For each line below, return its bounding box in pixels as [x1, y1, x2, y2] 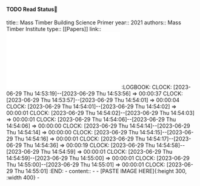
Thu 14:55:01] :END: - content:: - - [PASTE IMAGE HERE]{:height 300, [14, 168, 187, 175]
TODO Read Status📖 [6, 5, 58, 13]
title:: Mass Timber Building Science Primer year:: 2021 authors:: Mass [6, 19, 182, 26]
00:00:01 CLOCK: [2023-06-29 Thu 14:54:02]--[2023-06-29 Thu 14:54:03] [6, 109, 195, 117]
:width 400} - [6, 174, 40, 181]
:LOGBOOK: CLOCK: [121, 83, 172, 91]
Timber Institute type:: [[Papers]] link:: [6, 26, 102, 33]
